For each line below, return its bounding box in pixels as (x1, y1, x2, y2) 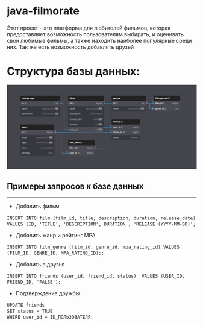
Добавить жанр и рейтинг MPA (15, 232, 96, 239)
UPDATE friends (7, 302, 45, 309)
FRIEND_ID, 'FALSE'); (7, 279, 61, 286)
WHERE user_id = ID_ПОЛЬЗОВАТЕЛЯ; (7, 315, 94, 321)
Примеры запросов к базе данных (7, 181, 144, 191)
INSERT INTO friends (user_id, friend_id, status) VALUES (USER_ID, (7, 273, 186, 280)
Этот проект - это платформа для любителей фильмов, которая (7, 24, 171, 31)
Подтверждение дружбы (15, 290, 80, 297)
